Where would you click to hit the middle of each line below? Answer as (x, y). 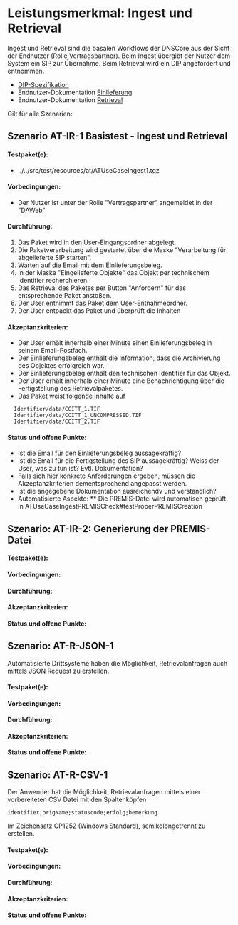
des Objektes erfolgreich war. (61, 366)
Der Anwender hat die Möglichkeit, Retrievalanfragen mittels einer (104, 792)
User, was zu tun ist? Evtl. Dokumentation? (81, 469)
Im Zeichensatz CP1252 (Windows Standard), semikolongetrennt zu (107, 826)
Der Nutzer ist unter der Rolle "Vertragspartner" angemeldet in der (115, 202)
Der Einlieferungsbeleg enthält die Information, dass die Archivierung (119, 358)
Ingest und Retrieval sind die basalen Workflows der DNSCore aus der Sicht (119, 48)
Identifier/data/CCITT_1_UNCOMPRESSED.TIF (78, 416)
